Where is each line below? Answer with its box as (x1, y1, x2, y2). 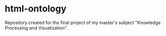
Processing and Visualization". (5, 24, 68, 30)
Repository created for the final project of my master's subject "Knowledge (5, 19, 161, 25)
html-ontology (5, 3, 67, 14)
